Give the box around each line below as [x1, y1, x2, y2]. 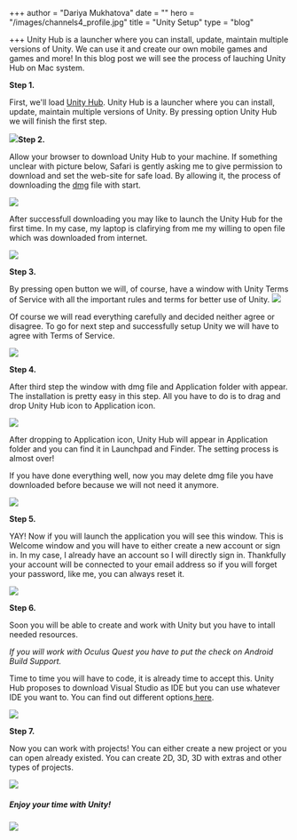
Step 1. [9, 80, 35, 90]
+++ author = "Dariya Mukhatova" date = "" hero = [9, 8, 195, 18]
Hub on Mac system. [9, 62, 85, 73]
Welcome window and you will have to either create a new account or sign [9, 540, 281, 550]
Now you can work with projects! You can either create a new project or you [9, 743, 287, 754]
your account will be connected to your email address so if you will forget [9, 559, 277, 570]
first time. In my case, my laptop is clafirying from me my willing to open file [9, 223, 285, 234]
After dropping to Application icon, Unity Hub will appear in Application [9, 435, 269, 444]
